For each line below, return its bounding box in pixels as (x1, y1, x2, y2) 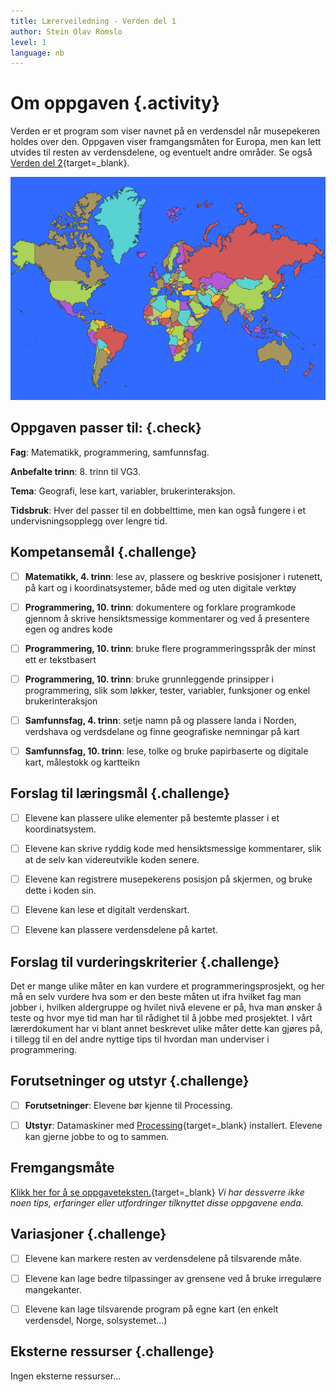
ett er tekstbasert (24, 653, 97, 665)
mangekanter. (24, 1283, 82, 1295)
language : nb (10, 48, 65, 58)
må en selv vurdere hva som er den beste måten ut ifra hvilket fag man (10, 990, 302, 1002)
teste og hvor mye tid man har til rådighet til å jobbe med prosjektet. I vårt (10, 1011, 313, 1024)
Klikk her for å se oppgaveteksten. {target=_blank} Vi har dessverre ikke (10, 1186, 305, 1198)
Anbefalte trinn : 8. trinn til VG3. (10, 465, 141, 477)
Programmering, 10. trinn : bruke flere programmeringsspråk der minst (24, 642, 317, 654)
